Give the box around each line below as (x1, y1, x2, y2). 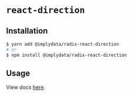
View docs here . (6, 84, 46, 91)
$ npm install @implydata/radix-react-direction (6, 52, 127, 58)
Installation (6, 26, 48, 36)
